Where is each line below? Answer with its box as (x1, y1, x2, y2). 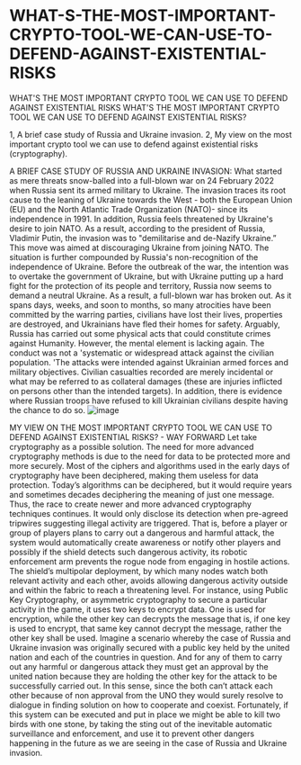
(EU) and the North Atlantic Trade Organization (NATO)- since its (9, 203, 249, 214)
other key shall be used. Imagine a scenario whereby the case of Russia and (9, 632, 291, 643)
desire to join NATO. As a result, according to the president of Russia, (9, 222, 266, 234)
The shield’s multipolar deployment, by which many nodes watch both (9, 565, 268, 576)
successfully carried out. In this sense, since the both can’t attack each (9, 680, 274, 691)
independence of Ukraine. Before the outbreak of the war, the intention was (9, 261, 289, 272)
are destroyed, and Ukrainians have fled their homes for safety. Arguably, (9, 319, 280, 329)
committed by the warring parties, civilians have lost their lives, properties (9, 309, 283, 319)
